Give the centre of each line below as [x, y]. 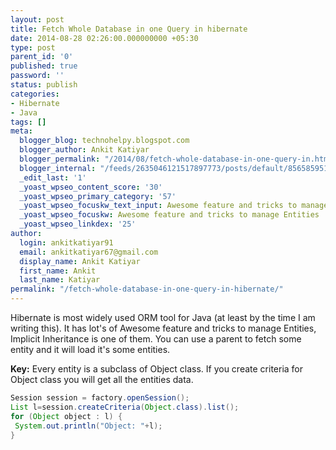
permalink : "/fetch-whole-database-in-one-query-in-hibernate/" [147, 289]
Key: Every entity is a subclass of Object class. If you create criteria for [157, 369]
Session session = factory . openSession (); [100, 398]
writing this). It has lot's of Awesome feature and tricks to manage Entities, [163, 328]
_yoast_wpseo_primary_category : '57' [98, 196]
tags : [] [28, 122]
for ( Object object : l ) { [66, 416]
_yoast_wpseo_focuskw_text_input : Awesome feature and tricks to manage [174, 206]
